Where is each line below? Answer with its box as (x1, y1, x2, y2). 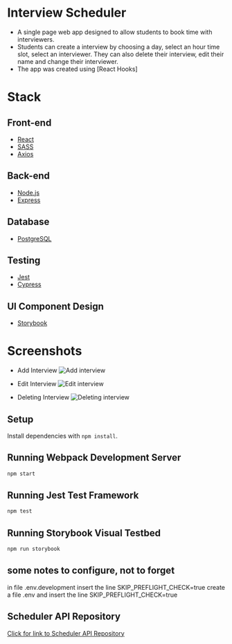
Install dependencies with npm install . (7, 431, 118, 440)
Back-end (7, 170, 51, 182)
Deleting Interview (17, 393, 70, 402)
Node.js (17, 188, 40, 197)
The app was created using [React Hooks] (17, 65, 138, 73)
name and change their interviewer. (17, 57, 119, 65)
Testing (7, 254, 41, 266)
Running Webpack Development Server (7, 452, 181, 463)
